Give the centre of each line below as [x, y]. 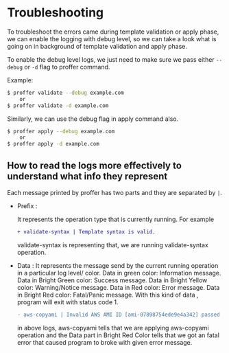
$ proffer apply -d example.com [53, 144]
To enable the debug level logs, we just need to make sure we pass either [111, 59]
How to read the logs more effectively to [94, 165]
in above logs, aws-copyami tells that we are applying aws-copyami [113, 328]
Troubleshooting [56, 13]
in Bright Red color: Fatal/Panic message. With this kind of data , [108, 295]
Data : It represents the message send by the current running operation [118, 265]
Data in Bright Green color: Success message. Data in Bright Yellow [112, 280]
